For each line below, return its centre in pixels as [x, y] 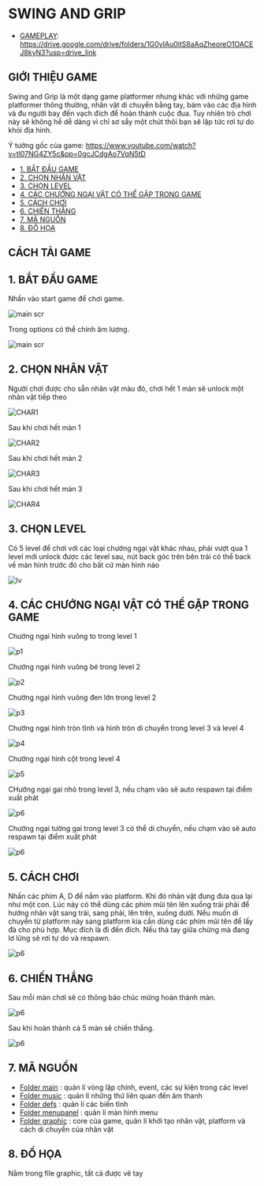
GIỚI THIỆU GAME [53, 77]
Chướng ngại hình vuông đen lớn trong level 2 [82, 697]
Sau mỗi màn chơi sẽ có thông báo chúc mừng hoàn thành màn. [112, 998]
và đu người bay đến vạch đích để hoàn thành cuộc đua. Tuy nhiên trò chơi [130, 113]
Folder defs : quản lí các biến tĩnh [74, 1104]
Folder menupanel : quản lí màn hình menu [89, 1112]
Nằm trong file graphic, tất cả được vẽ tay [76, 1173]
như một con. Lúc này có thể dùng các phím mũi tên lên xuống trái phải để [129, 905]
